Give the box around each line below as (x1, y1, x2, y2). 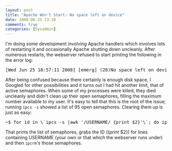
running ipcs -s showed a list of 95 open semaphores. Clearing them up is (5, 104, 163, 110)
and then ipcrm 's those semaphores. (5, 140, 82, 146)
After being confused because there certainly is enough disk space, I (5, 77, 151, 83)
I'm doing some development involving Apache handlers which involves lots (5, 41, 165, 47)
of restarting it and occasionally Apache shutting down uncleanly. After (5, 46, 155, 52)
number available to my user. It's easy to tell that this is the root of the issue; (5, 99, 166, 105)
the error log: (5, 57, 33, 63)
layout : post (5, 7, 33, 13)
